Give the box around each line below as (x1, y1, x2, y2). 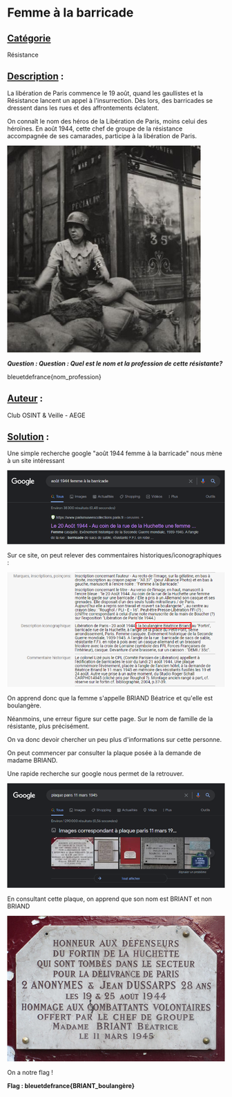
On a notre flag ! (7, 1069, 54, 1077)
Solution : (7, 431, 50, 443)
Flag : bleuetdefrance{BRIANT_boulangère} (7, 1082, 135, 1090)
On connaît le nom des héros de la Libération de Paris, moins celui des (7, 117, 208, 125)
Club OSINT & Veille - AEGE (7, 411, 86, 419)
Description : (7, 70, 64, 82)
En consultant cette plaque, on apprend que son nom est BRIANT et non (7, 895, 213, 903)
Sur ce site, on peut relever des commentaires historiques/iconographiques (7, 551, 222, 559)
